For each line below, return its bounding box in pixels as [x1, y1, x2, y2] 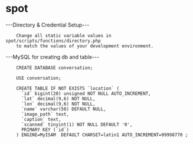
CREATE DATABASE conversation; [16, 64, 93, 71]
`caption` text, [21, 116, 61, 122]
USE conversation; [16, 75, 61, 81]
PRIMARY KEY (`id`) [21, 126, 69, 133]
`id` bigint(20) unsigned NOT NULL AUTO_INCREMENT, [21, 90, 151, 96]
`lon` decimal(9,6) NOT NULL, [21, 101, 96, 107]
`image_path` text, [21, 111, 69, 117]
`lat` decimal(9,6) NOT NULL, [21, 96, 96, 102]
